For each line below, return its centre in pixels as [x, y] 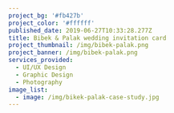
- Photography [39, 82]
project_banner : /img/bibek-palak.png [73, 53]
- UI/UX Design [41, 68]
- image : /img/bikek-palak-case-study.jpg [87, 97]
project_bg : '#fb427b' [46, 16]
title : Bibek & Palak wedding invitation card [87, 38]
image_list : [28, 90]
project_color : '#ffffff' [51, 23]
